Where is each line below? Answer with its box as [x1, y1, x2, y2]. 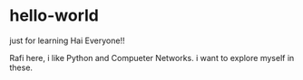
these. [9, 62, 34, 73]
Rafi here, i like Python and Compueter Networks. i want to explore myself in [9, 52, 295, 63]
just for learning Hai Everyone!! [9, 35, 125, 46]
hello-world [9, 5, 100, 26]
